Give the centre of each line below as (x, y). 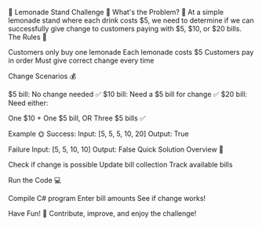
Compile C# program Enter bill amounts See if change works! (107, 198)
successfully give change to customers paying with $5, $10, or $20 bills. (125, 29)
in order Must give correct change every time (81, 60)
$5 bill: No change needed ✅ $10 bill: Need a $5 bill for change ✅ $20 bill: (128, 94)
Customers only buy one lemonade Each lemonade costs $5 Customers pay (131, 52)
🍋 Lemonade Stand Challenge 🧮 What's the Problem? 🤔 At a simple (116, 12)
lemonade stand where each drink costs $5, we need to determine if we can (131, 20)
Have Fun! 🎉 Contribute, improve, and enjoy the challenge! (102, 213)
